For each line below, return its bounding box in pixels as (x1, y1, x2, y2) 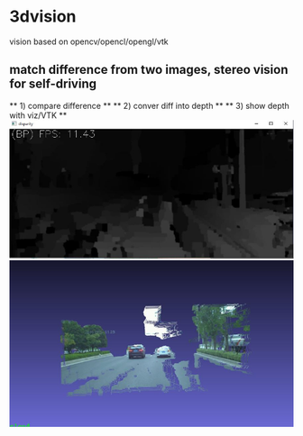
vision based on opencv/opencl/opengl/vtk (9, 36, 169, 47)
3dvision (9, 6, 77, 27)
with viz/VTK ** (9, 110, 68, 121)
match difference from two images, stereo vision (9, 62, 289, 77)
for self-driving (9, 77, 97, 92)
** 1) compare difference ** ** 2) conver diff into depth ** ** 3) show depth (9, 100, 290, 111)
